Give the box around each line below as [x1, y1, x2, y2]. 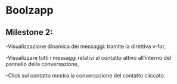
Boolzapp [5, 4, 54, 17]
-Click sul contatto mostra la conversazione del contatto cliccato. [5, 72, 166, 79]
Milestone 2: [5, 27, 53, 37]
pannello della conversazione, [5, 60, 79, 67]
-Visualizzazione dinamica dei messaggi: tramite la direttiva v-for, [5, 43, 166, 50]
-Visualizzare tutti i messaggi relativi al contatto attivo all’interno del [5, 54, 172, 61]
